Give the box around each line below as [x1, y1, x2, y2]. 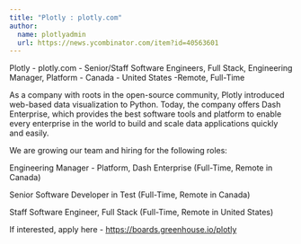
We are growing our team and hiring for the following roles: [9, 145, 227, 156]
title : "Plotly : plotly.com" [9, 13, 123, 22]
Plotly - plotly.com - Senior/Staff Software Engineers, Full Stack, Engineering [9, 63, 293, 74]
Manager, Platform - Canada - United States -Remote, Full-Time [9, 73, 245, 83]
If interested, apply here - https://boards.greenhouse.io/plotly [9, 224, 237, 235]
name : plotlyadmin [17, 30, 87, 39]
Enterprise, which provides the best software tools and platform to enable [9, 109, 282, 119]
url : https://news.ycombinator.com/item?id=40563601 [17, 38, 219, 48]
